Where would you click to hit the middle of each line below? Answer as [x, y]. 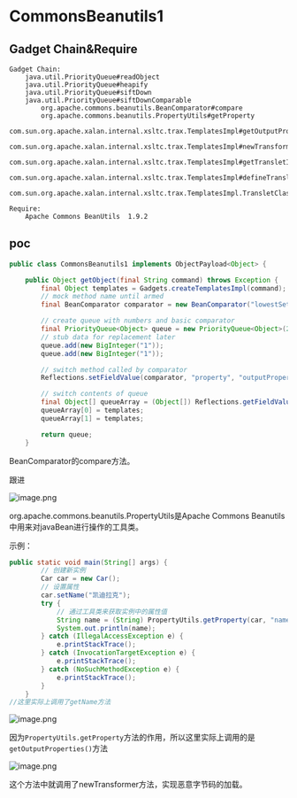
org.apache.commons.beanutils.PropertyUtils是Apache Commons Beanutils [147, 515]
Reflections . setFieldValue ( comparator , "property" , [138, 378]
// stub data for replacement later [108, 337]
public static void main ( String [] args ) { [88, 562]
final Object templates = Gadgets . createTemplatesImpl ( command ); [164, 288]
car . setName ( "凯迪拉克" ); [86, 595]
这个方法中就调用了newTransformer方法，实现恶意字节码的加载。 [128, 785]
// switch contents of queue [95, 394]
